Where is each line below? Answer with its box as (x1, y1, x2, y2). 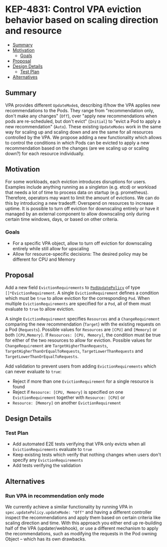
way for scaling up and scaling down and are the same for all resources (5, 129, 153, 135)
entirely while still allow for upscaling (12, 245, 89, 251)
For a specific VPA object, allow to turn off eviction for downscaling (12, 240, 152, 246)
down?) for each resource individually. (5, 150, 85, 156)
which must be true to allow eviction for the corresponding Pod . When (5, 295, 150, 301)
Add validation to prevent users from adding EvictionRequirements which (5, 363, 156, 369)
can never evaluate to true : (5, 368, 62, 375)
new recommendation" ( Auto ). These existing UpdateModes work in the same (5, 123, 162, 129)
